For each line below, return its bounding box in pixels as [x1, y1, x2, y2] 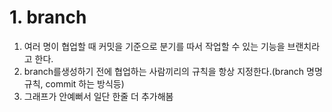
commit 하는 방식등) [45, 77, 125, 90]
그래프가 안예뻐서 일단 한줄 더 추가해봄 [23, 90, 174, 102]
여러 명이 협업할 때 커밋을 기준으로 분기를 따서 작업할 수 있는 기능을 [23, 40, 286, 52]
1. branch [9, 6, 87, 29]
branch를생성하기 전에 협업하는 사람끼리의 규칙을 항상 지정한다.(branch [23, 65, 305, 77]
